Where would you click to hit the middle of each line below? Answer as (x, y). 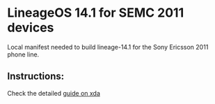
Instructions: (36, 76)
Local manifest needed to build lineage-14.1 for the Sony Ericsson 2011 (108, 47)
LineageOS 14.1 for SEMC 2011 (96, 13)
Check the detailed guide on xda (54, 93)
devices (31, 28)
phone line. (23, 54)
